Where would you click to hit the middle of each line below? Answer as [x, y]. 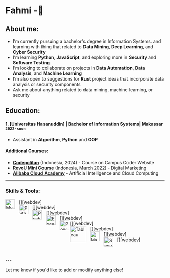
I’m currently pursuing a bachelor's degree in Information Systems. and [87, 41]
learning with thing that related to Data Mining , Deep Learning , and [83, 47]
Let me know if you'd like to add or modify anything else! [65, 270]
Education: [23, 111]
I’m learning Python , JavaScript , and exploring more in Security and [84, 57]
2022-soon [16, 129]
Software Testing [31, 63]
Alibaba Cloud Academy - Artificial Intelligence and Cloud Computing [86, 173]
